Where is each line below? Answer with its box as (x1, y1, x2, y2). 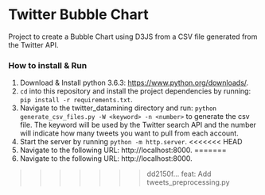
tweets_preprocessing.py (146, 178, 230, 187)
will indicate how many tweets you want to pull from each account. (19, 128, 239, 138)
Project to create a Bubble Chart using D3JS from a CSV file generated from (8, 32, 258, 41)
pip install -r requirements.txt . (19, 95, 133, 105)
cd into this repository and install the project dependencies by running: (19, 86, 251, 96)
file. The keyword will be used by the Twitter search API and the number (19, 120, 257, 130)
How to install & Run (8, 59, 88, 71)
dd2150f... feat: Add (146, 169, 212, 179)
